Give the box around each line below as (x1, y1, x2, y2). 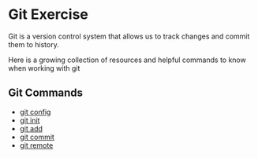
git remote (19, 140, 54, 150)
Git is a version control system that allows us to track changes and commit (8, 31, 250, 41)
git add (19, 123, 43, 133)
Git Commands (8, 86, 84, 100)
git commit (19, 132, 55, 141)
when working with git (8, 63, 80, 72)
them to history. (8, 39, 59, 49)
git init (19, 116, 40, 125)
